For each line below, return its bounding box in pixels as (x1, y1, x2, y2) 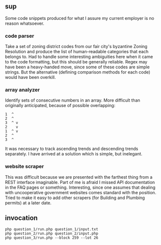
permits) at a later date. (5, 199, 52, 206)
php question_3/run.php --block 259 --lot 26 (5, 235, 98, 240)
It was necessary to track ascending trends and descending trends (5, 146, 139, 152)
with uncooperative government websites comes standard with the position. (5, 189, 156, 195)
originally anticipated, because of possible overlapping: (5, 103, 116, 108)
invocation (5, 214, 38, 222)
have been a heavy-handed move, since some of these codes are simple (5, 64, 150, 70)
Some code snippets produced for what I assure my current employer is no (5, 15, 155, 21)
